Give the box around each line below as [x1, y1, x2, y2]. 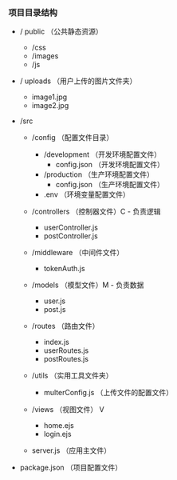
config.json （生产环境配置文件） [55, 180, 165, 190]
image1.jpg [31, 92, 68, 102]
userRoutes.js [43, 346, 89, 355]
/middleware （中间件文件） [31, 248, 124, 258]
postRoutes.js [43, 354, 89, 364]
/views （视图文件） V [31, 405, 105, 414]
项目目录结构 [8, 6, 58, 18]
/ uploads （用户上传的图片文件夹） [19, 76, 137, 86]
